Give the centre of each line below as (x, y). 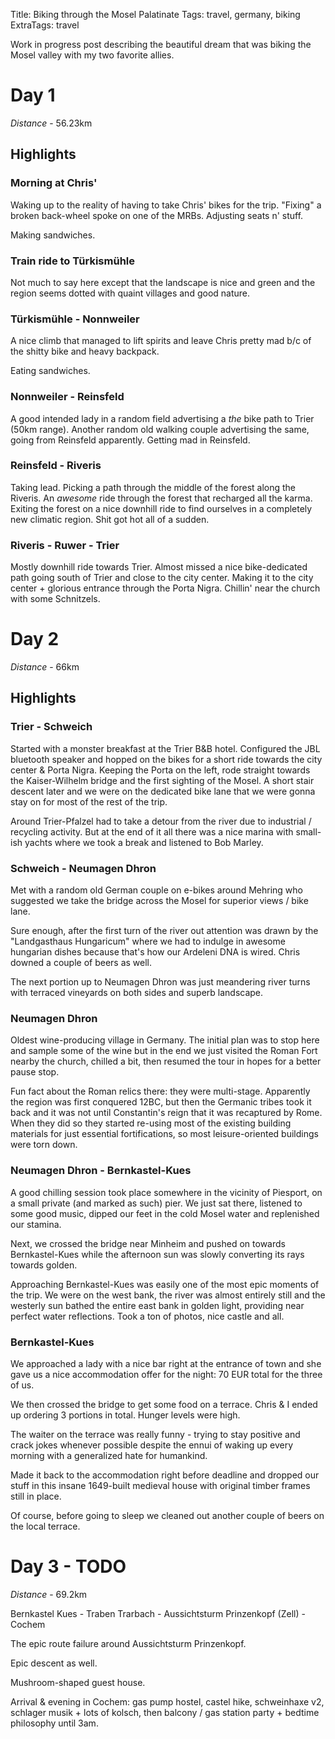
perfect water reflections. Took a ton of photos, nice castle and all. (147, 1316)
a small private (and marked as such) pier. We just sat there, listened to (156, 1203)
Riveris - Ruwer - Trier (65, 545)
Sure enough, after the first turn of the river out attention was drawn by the (164, 931)
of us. (22, 1385)
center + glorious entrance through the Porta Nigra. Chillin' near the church (165, 588)
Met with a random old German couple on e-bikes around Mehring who (156, 890)
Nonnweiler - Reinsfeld (67, 397)
